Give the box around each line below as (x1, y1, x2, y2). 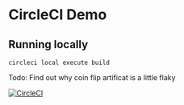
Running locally (8, 38, 89, 51)
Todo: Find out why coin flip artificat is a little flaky (8, 73, 176, 82)
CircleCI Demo (8, 6, 107, 24)
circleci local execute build (8, 59, 111, 67)
